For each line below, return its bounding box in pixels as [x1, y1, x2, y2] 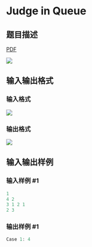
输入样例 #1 [6, 176, 39, 185]
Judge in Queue [6, 4, 87, 18]
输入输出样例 [6, 157, 54, 167]
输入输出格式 [6, 76, 54, 86]
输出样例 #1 [6, 222, 39, 231]
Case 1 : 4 [6, 236, 31, 243]
